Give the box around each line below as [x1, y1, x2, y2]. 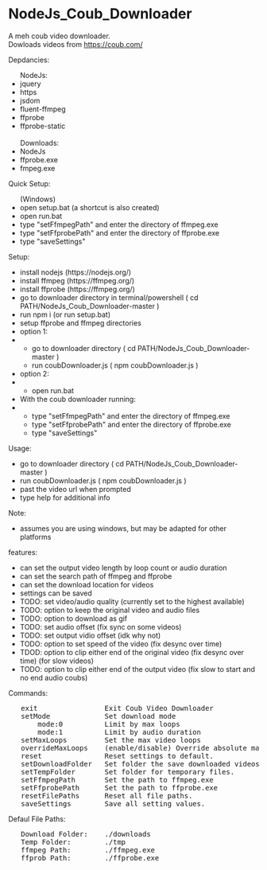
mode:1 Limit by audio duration [37, 728, 201, 736]
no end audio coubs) [19, 673, 88, 682]
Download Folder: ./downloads [21, 829, 151, 838]
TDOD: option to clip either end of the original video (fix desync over [19, 647, 245, 657]
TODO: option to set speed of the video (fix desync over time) [19, 638, 222, 649]
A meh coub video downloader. [8, 31, 111, 41]
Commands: [8, 688, 48, 697]
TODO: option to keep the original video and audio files [19, 605, 200, 614]
